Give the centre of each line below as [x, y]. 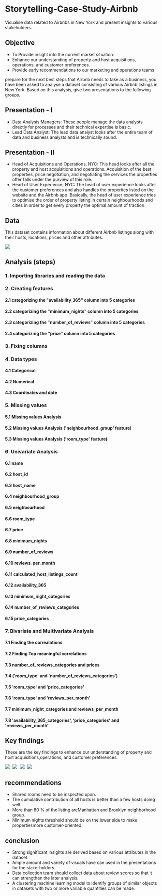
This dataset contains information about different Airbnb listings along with [79, 232]
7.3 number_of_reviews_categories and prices [52, 665]
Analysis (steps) [30, 262]
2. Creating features [29, 289]
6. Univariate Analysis [31, 452]
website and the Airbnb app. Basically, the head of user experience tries [84, 195]
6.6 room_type [20, 519]
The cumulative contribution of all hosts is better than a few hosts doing [84, 799]
